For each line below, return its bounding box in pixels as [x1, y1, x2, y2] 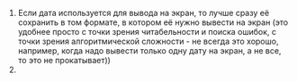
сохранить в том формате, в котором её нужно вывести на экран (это [17, 17, 289, 28]
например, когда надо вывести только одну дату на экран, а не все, [17, 45, 282, 56]
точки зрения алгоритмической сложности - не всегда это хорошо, [17, 36, 279, 46]
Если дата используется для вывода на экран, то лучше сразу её [17, 8, 270, 18]
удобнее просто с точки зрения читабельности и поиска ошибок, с [17, 27, 277, 37]
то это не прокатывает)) [17, 55, 111, 65]
